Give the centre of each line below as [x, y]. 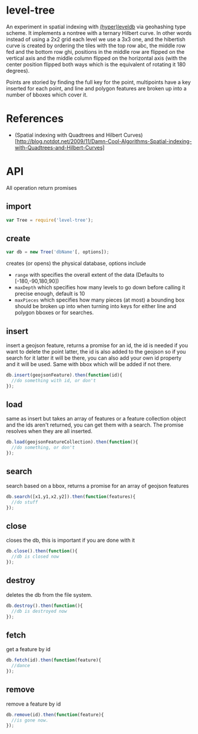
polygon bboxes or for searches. [54, 313]
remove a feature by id [34, 704]
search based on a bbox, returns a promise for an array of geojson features [98, 486]
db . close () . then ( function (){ [42, 551]
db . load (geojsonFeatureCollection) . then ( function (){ [72, 442]
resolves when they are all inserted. [49, 431]
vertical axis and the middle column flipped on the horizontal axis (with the [97, 58]
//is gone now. [30, 720]
